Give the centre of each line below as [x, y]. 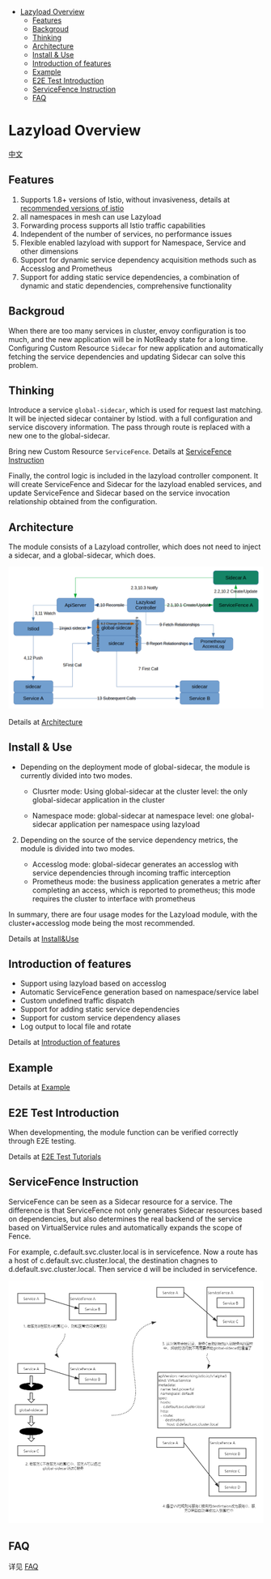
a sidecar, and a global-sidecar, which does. [82, 555]
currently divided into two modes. [76, 775]
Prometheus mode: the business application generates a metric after [146, 881]
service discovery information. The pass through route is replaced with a [129, 427]
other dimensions [49, 251]
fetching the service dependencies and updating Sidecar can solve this [127, 357]
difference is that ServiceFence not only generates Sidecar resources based [135, 1210]
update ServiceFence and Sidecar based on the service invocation [119, 493]
